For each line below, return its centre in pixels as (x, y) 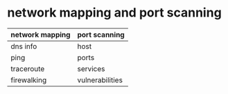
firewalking (29, 79)
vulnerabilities (100, 79)
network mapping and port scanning (114, 13)
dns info (24, 46)
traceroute (28, 68)
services (91, 68)
